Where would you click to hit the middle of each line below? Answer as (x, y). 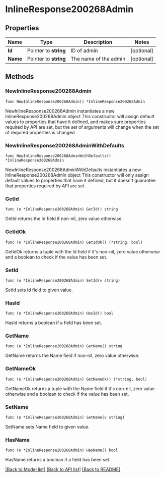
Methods (20, 77)
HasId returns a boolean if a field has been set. (54, 323)
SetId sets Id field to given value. (39, 290)
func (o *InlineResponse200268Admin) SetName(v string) (65, 417)
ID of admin (84, 50)
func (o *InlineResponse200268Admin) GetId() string (62, 209)
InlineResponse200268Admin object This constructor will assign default (80, 116)
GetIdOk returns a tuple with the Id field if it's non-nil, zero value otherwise (82, 251)
